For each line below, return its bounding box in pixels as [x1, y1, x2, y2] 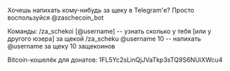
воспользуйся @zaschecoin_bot [7, 13, 104, 22]
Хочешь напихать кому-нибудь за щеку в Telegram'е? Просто [7, 6, 195, 14]
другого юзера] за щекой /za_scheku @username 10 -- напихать [7, 34, 202, 43]
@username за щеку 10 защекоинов [7, 42, 116, 50]
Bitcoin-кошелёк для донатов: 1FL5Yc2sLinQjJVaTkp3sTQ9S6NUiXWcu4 [7, 56, 223, 64]
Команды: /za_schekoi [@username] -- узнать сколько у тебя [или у [7, 27, 212, 35]
